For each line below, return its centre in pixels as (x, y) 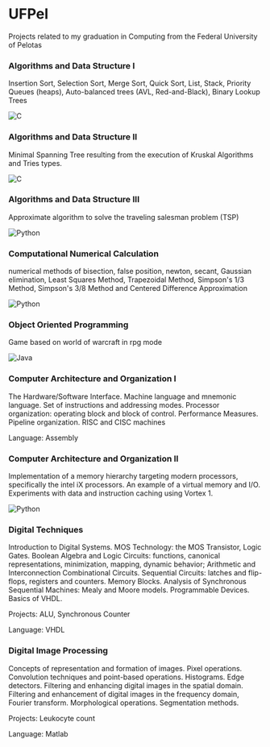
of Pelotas (25, 44)
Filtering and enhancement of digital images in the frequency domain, (124, 694)
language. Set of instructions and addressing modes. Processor (114, 405)
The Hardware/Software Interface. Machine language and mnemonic (123, 396)
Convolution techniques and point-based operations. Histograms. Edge (126, 677)
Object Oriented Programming (69, 325)
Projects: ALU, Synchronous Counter (69, 614)
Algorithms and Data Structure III (74, 200)
